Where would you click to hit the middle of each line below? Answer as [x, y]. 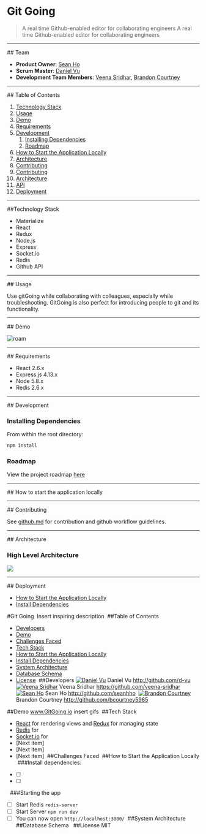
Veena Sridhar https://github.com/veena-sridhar [120, 686]
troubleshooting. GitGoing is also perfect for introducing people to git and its [103, 302]
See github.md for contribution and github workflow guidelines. [87, 521]
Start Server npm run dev [47, 811]
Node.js [26, 240]
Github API [29, 266]
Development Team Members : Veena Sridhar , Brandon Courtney [98, 77]
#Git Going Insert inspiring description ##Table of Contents [83, 616]
